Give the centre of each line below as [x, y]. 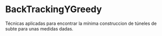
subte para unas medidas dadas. [39, 28]
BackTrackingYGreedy [54, 9]
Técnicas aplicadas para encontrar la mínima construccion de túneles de [81, 23]
